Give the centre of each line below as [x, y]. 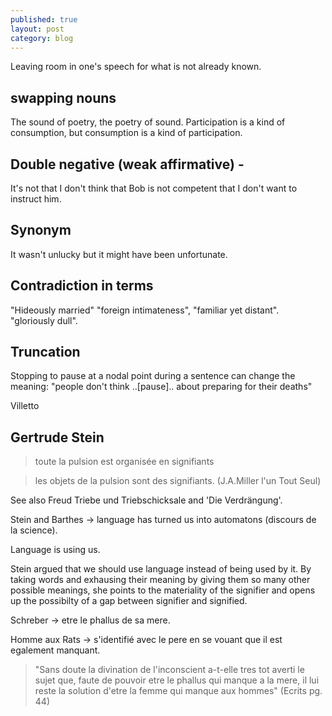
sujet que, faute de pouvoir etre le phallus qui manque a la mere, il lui [177, 680]
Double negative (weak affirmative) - [127, 164]
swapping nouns [63, 97]
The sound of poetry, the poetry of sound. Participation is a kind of [148, 122]
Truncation [45, 352]
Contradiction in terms [82, 286]
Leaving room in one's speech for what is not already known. [136, 67]
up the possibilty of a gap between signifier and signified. [129, 601]
